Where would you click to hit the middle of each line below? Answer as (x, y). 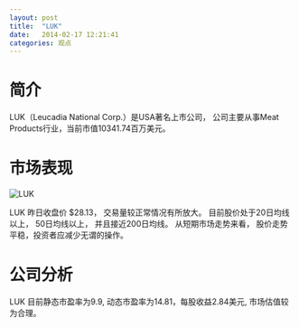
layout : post (34, 18)
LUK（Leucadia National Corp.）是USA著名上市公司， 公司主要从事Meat (145, 117)
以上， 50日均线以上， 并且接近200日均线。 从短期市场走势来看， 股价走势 (149, 224)
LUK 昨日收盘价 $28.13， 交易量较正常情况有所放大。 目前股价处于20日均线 (149, 212)
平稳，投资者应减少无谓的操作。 (69, 235)
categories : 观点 (41, 43)
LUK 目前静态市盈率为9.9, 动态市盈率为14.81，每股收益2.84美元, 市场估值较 (149, 302)
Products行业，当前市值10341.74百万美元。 (90, 128)
